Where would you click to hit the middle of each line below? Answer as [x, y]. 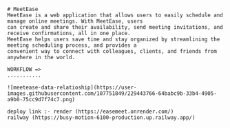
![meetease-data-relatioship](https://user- [72, 87]
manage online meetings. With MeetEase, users [75, 21]
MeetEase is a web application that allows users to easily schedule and [115, 15]
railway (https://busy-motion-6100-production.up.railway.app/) [101, 118]
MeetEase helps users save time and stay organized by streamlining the [114, 39]
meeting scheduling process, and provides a [72, 45]
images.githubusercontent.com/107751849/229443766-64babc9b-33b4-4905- [112, 94]
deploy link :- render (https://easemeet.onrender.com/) [91, 111]
